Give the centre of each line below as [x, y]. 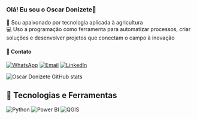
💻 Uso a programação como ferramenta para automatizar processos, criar [99, 29]
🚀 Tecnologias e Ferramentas [62, 95]
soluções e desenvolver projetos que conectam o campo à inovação [90, 38]
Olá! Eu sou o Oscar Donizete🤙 [51, 10]
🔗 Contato [19, 51]
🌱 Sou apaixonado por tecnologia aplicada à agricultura [75, 23]
